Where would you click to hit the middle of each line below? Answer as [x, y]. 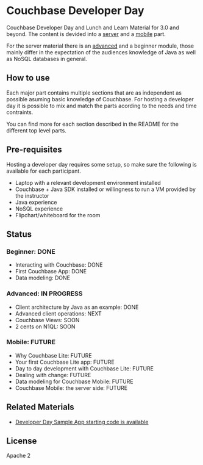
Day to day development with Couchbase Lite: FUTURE [84, 368]
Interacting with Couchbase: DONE [59, 265]
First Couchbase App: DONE [51, 272]
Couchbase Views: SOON [47, 320]
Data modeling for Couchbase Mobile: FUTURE [74, 381]
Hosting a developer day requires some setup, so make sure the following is [101, 164]
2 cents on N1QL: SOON [45, 326]
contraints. [20, 112]
